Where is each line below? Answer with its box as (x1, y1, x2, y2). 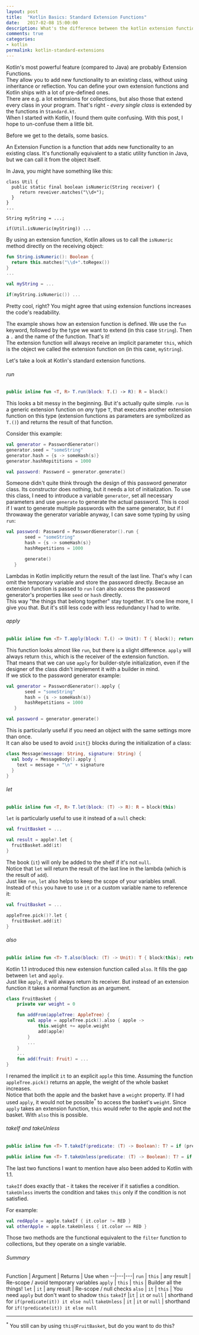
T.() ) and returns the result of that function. (6, 419, 114, 426)
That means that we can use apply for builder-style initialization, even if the (6, 659, 190, 666)
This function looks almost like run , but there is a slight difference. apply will (6, 646, 191, 653)
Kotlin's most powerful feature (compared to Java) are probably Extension (6, 63, 187, 71)
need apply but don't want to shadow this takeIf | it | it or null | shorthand (6, 1291, 193, 1298)
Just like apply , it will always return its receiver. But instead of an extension (6, 978, 189, 985)
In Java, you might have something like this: (6, 167, 113, 174)
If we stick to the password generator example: (6, 672, 121, 679)
